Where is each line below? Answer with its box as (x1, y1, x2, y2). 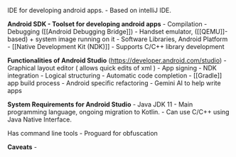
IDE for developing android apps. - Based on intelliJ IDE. (7, 6, 172, 14)
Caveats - (7, 143, 38, 151)
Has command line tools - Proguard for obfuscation (7, 129, 159, 137)
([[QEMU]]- (194, 28, 228, 36)
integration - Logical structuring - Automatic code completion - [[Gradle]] (7, 71, 222, 80)
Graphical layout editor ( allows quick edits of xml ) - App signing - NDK (7, 64, 217, 72)
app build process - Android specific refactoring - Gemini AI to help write (7, 79, 222, 87)
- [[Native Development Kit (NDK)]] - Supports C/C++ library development (7, 43, 225, 50)
